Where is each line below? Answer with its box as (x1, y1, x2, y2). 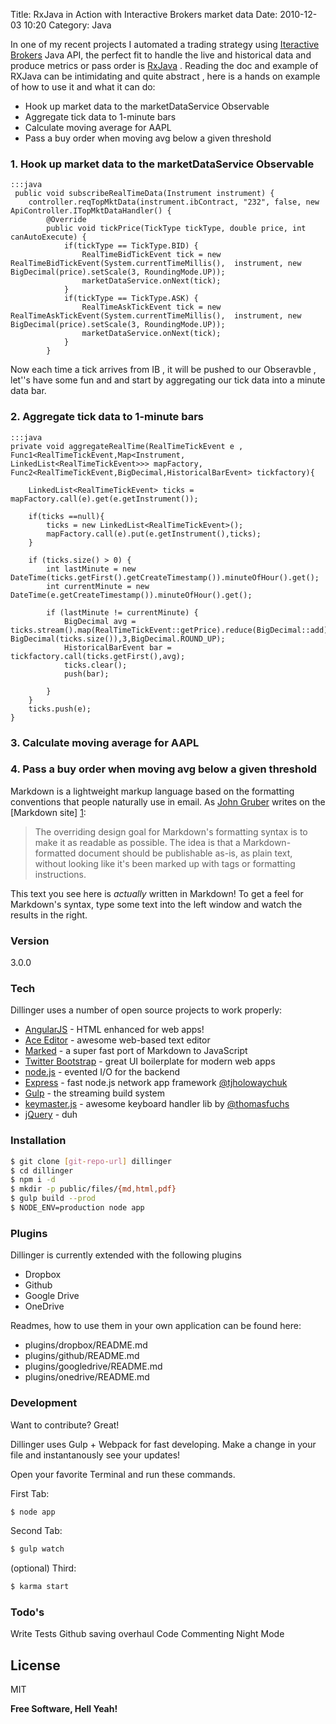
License (10, 1657, 61, 1674)
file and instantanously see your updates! (10, 1449, 181, 1461)
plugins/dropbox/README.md (24, 1339, 148, 1351)
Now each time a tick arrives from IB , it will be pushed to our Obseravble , (10, 364, 317, 376)
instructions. (34, 868, 87, 880)
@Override (46, 215, 87, 225)
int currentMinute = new (46, 581, 150, 591)
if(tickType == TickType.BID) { (63, 241, 199, 251)
